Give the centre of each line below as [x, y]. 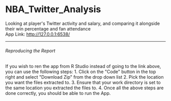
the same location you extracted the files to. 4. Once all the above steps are [84, 88]
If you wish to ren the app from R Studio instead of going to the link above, [83, 66]
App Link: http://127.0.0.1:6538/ [38, 34]
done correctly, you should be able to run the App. [58, 93]
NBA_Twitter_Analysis [53, 9]
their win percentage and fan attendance [48, 28]
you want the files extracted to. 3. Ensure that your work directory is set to [83, 83]
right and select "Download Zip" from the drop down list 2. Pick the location [84, 77]
